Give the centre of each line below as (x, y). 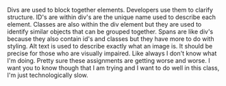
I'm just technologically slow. (48, 75)
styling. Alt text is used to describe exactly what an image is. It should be (110, 46)
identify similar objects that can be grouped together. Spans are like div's (110, 31)
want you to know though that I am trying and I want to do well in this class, (113, 68)
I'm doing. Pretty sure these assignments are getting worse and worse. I (109, 60)
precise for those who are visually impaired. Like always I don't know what (112, 53)
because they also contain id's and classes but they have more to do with (111, 39)
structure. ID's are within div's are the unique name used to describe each (112, 17)
